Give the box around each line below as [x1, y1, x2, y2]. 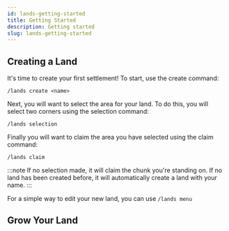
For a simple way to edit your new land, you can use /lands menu [7, 195, 193, 203]
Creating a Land [7, 55, 78, 67]
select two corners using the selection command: [7, 107, 150, 116]
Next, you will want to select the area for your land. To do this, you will [7, 100, 209, 108]
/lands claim [7, 154, 45, 161]
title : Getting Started [7, 17, 77, 24]
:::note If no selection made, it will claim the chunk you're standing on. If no [7, 166, 223, 174]
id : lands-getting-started [7, 10, 86, 17]
